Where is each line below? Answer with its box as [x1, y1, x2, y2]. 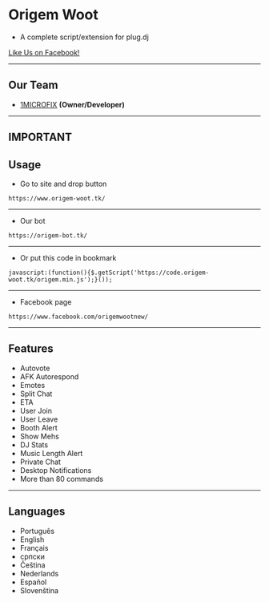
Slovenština [19, 585, 58, 595]
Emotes [19, 380, 46, 390]
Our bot [19, 216, 46, 225]
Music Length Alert [19, 448, 83, 458]
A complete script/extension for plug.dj [19, 32, 150, 42]
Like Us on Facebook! [8, 47, 80, 57]
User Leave [19, 414, 58, 424]
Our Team [8, 79, 58, 92]
